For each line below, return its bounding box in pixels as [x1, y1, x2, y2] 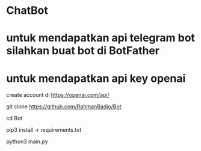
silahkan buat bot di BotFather [6, 44, 159, 58]
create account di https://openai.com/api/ [6, 91, 110, 99]
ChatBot [6, 4, 48, 17]
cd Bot [6, 115, 23, 122]
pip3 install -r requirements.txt [6, 126, 82, 134]
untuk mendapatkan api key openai [6, 72, 186, 85]
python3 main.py [6, 138, 48, 145]
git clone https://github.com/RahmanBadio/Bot [6, 103, 122, 110]
